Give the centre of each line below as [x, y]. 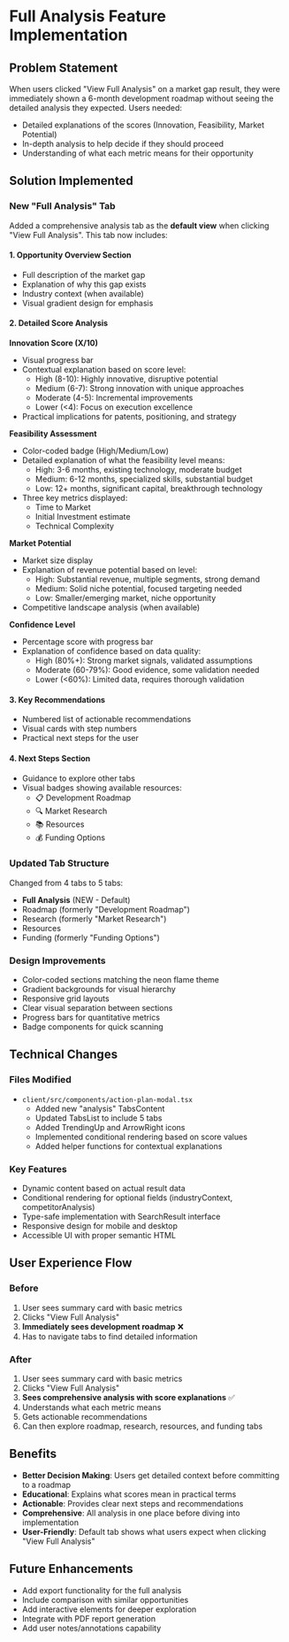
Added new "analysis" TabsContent [100, 1108]
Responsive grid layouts [65, 998]
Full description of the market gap [84, 274]
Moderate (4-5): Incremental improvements [114, 398]
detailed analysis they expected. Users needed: [96, 108]
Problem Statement [64, 68]
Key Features [38, 1168]
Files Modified [41, 1080]
